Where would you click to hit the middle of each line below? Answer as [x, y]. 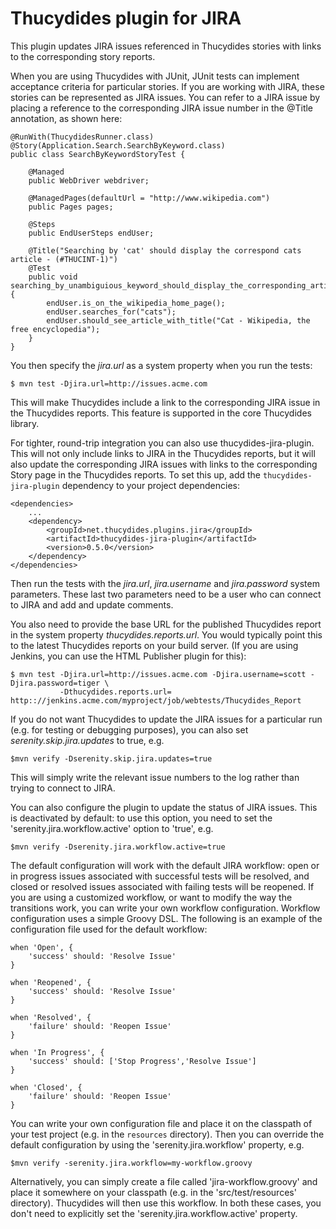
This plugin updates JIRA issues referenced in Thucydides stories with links [166, 46]
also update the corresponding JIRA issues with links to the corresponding [164, 464]
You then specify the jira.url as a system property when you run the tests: [161, 365]
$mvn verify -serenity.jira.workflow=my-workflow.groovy [131, 1163]
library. [25, 423]
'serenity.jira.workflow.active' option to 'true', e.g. [112, 828]
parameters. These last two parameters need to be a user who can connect [166, 594]
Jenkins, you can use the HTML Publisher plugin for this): [128, 656]
